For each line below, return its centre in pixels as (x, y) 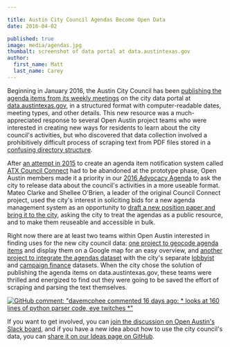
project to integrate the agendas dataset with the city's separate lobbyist (111, 257)
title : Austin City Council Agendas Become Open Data (87, 19)
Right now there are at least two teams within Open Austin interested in (108, 235)
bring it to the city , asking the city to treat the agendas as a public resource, (115, 214)
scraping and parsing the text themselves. (67, 287)
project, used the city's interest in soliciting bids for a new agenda (101, 200)
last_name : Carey (38, 71)
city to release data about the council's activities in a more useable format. (114, 185)
